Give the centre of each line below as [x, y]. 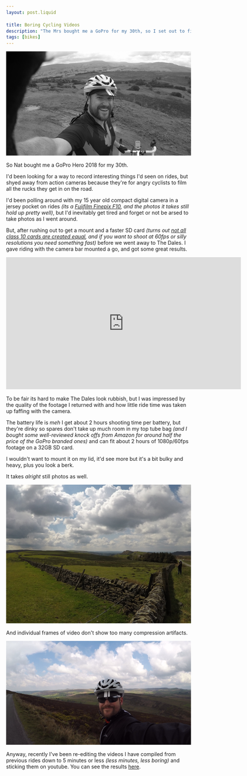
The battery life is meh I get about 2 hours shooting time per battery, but [93, 422]
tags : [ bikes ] [23, 37]
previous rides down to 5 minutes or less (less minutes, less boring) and [93, 761]
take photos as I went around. [42, 219]
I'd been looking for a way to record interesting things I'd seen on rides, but [97, 176]
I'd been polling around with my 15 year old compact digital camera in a [92, 200]
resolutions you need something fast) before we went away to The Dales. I [96, 242]
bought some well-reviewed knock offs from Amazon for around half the [94, 435]
